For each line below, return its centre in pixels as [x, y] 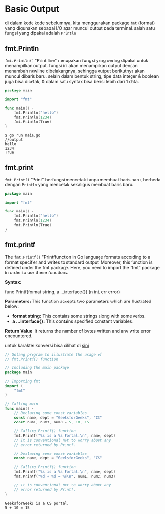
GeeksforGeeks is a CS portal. [37, 503]
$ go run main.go [23, 135]
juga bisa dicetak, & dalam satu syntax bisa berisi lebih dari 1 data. [72, 81]
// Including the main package [37, 368]
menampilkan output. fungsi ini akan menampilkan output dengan [71, 65]
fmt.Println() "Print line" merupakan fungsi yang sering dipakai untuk [77, 60]
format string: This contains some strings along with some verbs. [79, 316]
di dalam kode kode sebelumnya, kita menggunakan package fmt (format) [80, 23]
